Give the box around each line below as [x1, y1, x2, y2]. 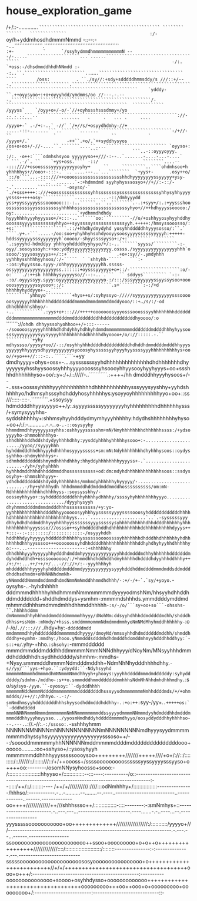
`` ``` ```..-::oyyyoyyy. [6, 148, 178, 154]
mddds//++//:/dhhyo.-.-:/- [6, 694, 72, 699]
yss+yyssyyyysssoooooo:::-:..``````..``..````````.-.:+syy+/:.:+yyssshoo [6, 200, 191, 206]
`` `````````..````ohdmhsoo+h [103, 163, 188, 170]
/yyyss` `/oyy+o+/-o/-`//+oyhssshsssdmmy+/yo [6, 107, 128, 113]
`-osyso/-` [64, 184, 91, 190]
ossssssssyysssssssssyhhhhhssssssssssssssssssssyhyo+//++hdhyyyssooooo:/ [6, 205, 191, 211]
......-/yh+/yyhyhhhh [6, 463, 59, 469]
